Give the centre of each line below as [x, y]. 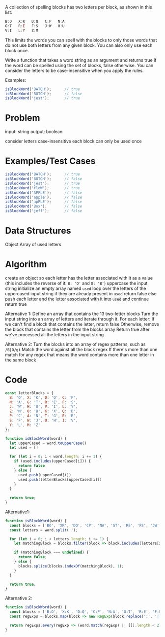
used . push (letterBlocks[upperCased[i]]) [60, 479]
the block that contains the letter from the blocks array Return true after [77, 329]
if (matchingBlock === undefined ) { [52, 552]
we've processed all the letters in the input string [55, 334]
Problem [23, 118]
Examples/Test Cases [50, 161]
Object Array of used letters [33, 244]
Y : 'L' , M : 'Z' [25, 425]
